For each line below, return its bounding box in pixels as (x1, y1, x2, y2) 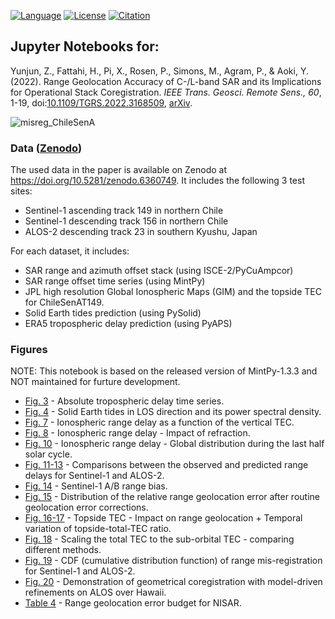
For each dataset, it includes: (10, 245, 130, 257)
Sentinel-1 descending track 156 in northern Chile (24, 215, 229, 227)
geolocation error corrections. (24, 501, 149, 514)
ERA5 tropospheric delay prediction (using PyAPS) (24, 318, 233, 330)
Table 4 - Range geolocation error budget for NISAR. (24, 597, 242, 609)
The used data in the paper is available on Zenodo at (10, 164, 228, 176)
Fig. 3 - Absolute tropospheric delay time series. (24, 395, 225, 407)
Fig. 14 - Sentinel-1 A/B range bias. (24, 480, 168, 492)
